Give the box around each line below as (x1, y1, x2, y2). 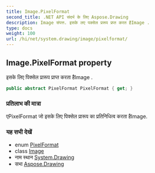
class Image (14, 148, 44, 155)
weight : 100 (6, 31, 35, 37)
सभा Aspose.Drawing (14, 161, 64, 168)
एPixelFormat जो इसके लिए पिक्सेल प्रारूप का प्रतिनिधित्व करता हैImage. (6, 113, 148, 120)
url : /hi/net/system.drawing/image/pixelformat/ (6, 36, 128, 42)
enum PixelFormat (14, 141, 59, 148)
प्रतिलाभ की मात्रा (6, 99, 41, 107)
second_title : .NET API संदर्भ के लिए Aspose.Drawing (6, 14, 128, 20)
